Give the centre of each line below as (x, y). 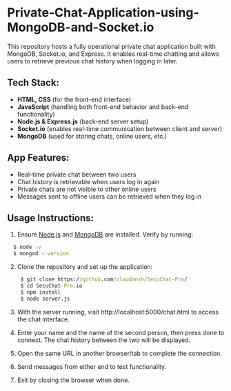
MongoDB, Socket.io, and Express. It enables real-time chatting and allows (113, 54)
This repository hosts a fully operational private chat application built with (111, 46)
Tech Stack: (33, 83)
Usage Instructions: (51, 218)
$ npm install (41, 292)
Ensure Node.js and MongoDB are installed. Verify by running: (105, 234)
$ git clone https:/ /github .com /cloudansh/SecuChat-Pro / (104, 280)
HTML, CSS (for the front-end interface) (74, 99)
